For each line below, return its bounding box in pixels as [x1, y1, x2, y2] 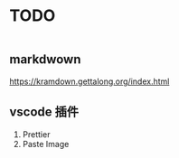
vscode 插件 [9, 105, 80, 120]
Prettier [22, 128, 51, 140]
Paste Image [22, 138, 70, 149]
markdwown [9, 51, 81, 68]
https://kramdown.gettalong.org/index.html [9, 76, 170, 87]
